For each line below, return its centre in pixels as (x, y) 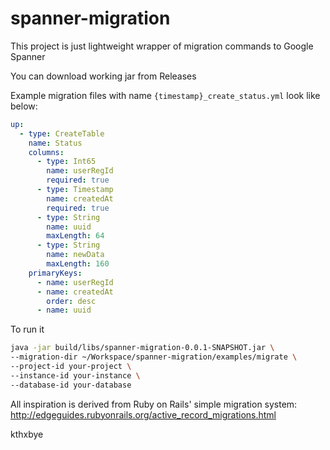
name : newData (75, 255)
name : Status (55, 143)
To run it (27, 329)
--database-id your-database (71, 385)
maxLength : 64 (75, 236)
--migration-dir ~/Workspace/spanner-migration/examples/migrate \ (154, 357)
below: (24, 106)
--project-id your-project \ (71, 367)
